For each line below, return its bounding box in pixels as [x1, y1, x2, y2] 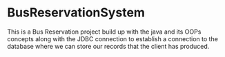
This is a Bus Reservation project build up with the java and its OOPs [7, 27, 202, 36]
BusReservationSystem [7, 5, 145, 21]
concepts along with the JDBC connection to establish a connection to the [7, 34, 219, 43]
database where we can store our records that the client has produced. [7, 42, 210, 50]
